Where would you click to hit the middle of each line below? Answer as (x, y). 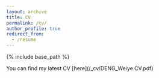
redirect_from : (25, 34)
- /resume (24, 40)
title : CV (19, 17)
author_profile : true (33, 28)
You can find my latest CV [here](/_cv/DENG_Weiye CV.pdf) (80, 68)
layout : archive (26, 12)
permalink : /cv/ (26, 23)
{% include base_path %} (38, 57)
